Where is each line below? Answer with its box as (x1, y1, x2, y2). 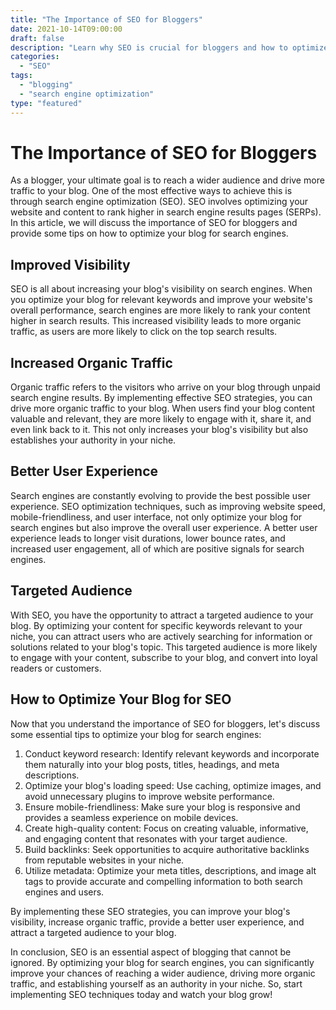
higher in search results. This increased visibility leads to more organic (10, 315, 302, 327)
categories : (10, 52, 60, 62)
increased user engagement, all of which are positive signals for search (10, 542, 305, 555)
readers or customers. (10, 662, 102, 674)
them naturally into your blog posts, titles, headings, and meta (24, 758, 280, 770)
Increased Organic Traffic (10, 354, 173, 371)
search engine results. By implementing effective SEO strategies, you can (10, 392, 313, 404)
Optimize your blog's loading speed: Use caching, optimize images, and (24, 779, 322, 791)
